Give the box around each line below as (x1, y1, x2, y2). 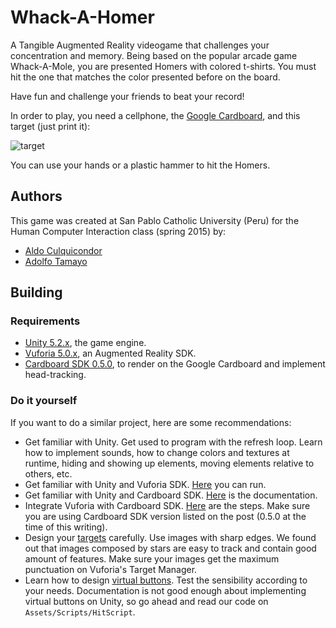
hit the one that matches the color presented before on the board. (10, 71, 281, 83)
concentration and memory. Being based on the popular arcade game (10, 49, 298, 61)
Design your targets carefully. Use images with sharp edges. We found (24, 531, 317, 543)
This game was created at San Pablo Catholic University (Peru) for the (10, 214, 300, 226)
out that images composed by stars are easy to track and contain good (24, 542, 317, 554)
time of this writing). (24, 521, 108, 533)
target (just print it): (10, 120, 91, 132)
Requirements (10, 314, 81, 328)
